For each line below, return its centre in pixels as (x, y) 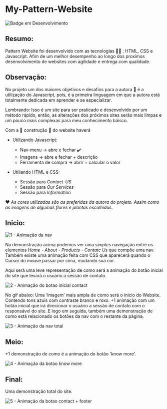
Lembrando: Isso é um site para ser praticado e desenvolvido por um (76, 110)
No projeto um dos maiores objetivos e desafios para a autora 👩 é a (74, 89)
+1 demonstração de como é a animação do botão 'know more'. (71, 354)
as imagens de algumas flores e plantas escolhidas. (59, 207)
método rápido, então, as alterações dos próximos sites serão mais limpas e (83, 115)
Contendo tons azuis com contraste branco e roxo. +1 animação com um (80, 300)
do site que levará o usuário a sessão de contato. (56, 276)
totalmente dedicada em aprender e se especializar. (59, 100)
